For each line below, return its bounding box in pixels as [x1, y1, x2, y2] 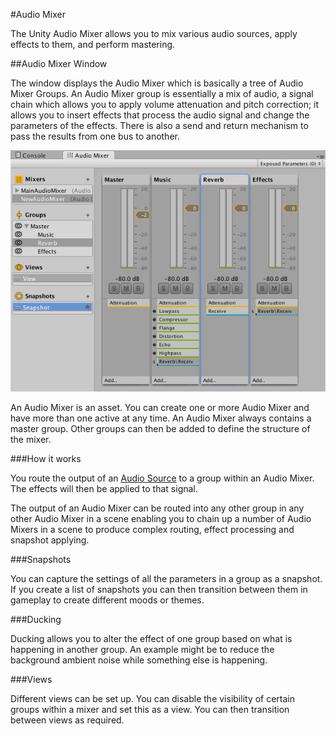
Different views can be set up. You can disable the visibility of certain [10, 693, 296, 705]
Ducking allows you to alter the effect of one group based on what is [10, 633, 293, 645]
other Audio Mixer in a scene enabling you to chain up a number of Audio [10, 513, 312, 525]
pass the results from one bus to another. [10, 130, 180, 142]
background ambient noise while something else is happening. [10, 654, 268, 666]
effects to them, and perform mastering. [10, 39, 176, 50]
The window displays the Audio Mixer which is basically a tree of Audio [10, 77, 304, 89]
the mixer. [10, 434, 52, 446]
